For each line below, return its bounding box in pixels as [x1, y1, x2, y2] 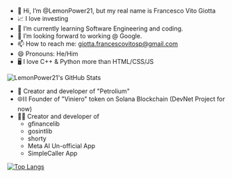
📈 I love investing [17, 15, 69, 22]
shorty [27, 134, 47, 143]
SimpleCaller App [27, 149, 78, 157]
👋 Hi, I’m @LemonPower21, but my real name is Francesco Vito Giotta [17, 7, 216, 15]
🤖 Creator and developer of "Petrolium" [17, 87, 130, 95]
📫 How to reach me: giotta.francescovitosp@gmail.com [17, 40, 179, 48]
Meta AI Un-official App [27, 142, 96, 149]
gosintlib [27, 127, 53, 135]
